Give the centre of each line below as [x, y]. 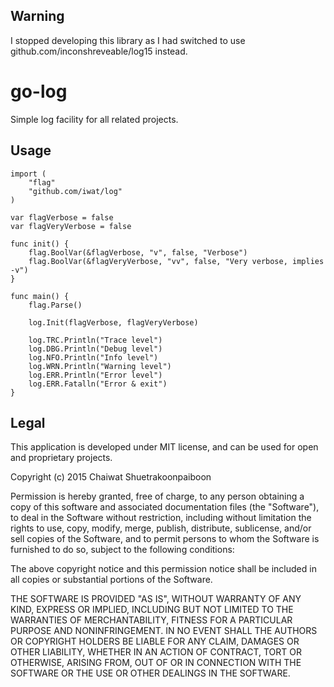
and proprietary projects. [61, 458]
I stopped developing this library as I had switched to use [128, 40]
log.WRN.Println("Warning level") [100, 366]
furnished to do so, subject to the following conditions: [122, 550]
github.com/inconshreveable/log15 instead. [99, 51]
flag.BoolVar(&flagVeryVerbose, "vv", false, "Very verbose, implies [176, 261]
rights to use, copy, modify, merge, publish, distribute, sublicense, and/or [161, 528]
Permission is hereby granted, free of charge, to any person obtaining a [157, 496]
